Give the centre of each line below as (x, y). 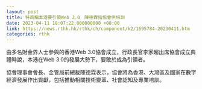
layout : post (23, 12)
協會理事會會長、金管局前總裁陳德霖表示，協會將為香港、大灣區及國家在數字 (101, 72)
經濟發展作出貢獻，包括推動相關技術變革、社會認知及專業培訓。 (85, 80)
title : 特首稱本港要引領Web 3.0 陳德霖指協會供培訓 (66, 17)
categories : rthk (28, 34)
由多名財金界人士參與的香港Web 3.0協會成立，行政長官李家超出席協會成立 (99, 52)
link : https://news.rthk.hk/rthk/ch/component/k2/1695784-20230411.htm (98, 29)
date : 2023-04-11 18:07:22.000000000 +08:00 (63, 23)
